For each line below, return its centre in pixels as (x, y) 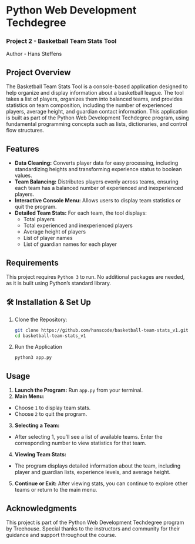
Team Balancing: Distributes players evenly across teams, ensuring (97, 182)
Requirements (32, 263)
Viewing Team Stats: (40, 455)
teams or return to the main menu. (56, 490)
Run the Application (38, 347)
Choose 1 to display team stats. (53, 408)
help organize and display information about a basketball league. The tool (95, 93)
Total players (39, 219)
